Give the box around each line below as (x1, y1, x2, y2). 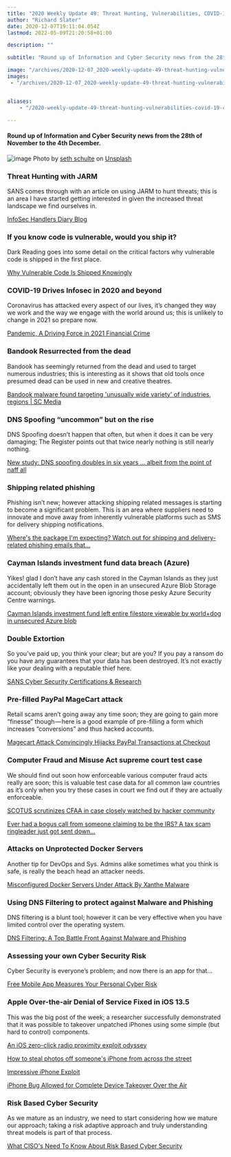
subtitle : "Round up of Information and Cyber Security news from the (7, 54, 214, 61)
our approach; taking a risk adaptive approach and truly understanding (7, 1121, 208, 1129)
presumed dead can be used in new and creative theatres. (7, 377, 173, 385)
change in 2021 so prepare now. (7, 316, 98, 324)
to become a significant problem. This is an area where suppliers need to (7, 505, 214, 514)
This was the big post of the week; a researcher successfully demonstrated (7, 1013, 221, 1021)
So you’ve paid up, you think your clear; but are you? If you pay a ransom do (7, 649, 223, 658)
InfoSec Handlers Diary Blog (7, 215, 87, 223)
